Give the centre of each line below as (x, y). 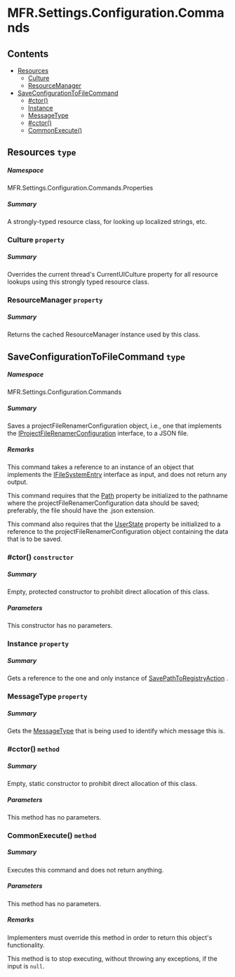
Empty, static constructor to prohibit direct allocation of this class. (102, 783)
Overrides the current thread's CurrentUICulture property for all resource (113, 275)
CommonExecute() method (52, 835)
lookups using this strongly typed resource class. (78, 282)
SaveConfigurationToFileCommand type (96, 356)
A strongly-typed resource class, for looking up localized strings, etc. (107, 222)
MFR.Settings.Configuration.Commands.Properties (80, 188)
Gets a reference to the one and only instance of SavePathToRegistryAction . (118, 678)
